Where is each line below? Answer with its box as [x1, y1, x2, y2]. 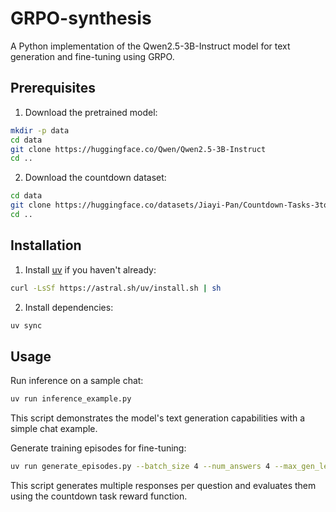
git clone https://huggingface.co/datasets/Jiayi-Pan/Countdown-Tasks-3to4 [10, 200, 333, 211]
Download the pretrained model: [24, 106, 158, 118]
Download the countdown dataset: [24, 172, 167, 184]
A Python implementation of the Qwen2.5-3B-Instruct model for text [10, 40, 291, 52]
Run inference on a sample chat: [10, 375, 144, 387]
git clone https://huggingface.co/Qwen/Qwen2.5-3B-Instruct [10, 144, 267, 154]
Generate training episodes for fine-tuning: [10, 442, 187, 454]
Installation [10, 237, 82, 254]
